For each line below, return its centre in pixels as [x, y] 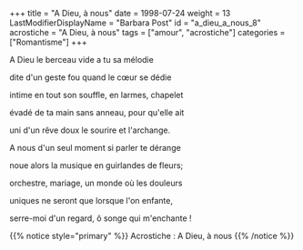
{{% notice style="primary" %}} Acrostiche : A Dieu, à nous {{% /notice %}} [152, 236]
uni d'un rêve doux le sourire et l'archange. [90, 130]
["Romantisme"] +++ [49, 42]
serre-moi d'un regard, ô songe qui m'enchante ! [101, 218]
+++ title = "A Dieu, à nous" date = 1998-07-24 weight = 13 [120, 13]
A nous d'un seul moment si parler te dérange [96, 148]
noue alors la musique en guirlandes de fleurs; [96, 165]
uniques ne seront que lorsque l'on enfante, [91, 200]
